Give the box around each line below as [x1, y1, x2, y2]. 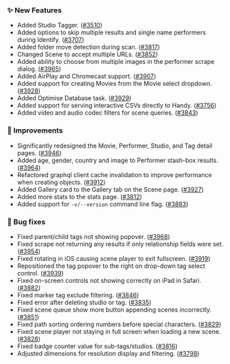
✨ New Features [7, 5, 62, 15]
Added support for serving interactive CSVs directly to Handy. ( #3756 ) [16, 102, 217, 110]
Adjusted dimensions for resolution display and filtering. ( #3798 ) [16, 349, 200, 357]
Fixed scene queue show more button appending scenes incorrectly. [16, 305, 211, 314]
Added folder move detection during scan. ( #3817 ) [16, 43, 160, 52]
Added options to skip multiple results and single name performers [16, 28, 206, 36]
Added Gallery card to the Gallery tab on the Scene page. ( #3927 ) [16, 185, 204, 194]
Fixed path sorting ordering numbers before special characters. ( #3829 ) [16, 320, 222, 328]
